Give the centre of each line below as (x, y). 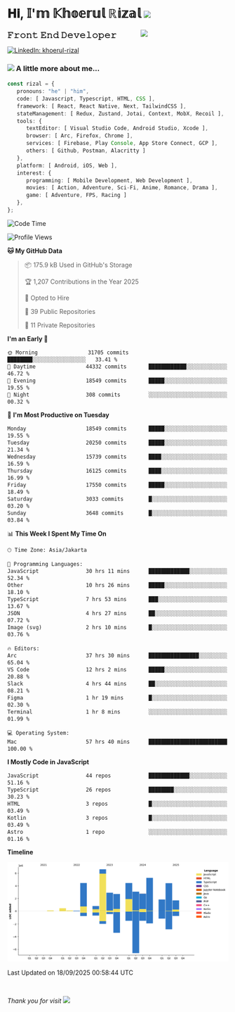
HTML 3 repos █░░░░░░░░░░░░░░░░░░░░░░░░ (117, 804)
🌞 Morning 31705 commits (68, 353)
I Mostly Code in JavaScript (48, 761)
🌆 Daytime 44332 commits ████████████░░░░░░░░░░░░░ (117, 367)
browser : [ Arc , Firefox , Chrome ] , (79, 136)
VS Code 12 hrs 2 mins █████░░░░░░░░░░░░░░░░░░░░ (117, 669)
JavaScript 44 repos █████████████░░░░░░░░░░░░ (117, 776)
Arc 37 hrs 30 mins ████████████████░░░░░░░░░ (117, 655)
